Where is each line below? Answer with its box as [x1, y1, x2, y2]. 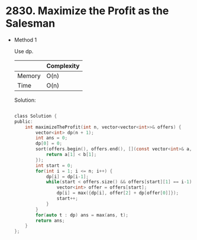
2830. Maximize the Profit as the [5, 4, 169, 18]
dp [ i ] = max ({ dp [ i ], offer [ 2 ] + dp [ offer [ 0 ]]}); [56, 190, 179, 196]
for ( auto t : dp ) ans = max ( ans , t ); [35, 212, 128, 218]
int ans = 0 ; [35, 135, 68, 141]
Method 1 [14, 36, 37, 43]
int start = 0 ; [35, 163, 73, 168]
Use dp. [14, 47, 34, 54]
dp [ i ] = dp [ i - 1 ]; [46, 173, 89, 180]
